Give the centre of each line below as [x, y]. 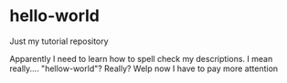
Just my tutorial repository [59, 41]
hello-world [55, 16]
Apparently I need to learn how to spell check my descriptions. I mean [141, 58]
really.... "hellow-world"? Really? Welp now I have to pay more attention [144, 68]
